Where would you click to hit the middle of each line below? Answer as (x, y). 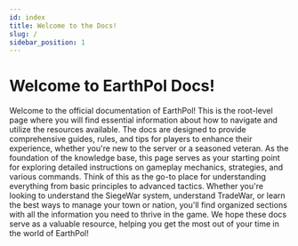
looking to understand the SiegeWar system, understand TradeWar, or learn (148, 195)
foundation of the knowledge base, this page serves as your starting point (145, 158)
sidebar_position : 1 (48, 42)
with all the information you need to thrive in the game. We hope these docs (148, 215)
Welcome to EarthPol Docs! (112, 86)
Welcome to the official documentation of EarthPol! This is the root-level (141, 111)
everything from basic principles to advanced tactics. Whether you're (137, 186)
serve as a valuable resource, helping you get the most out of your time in (145, 224)
